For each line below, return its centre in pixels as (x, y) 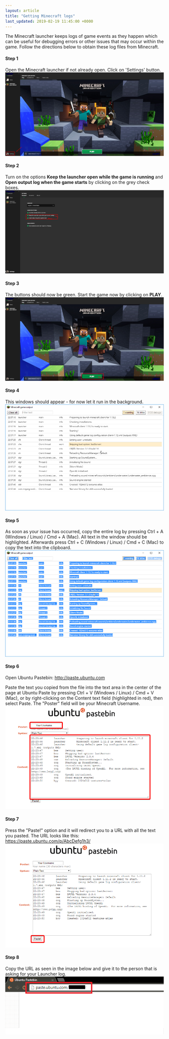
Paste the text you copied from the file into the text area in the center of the (83, 687)
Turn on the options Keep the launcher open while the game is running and (84, 177)
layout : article (22, 11)
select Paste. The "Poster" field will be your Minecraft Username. (73, 703)
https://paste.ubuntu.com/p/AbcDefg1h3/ (48, 841)
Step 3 (12, 283)
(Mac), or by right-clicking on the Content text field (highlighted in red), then (84, 698)
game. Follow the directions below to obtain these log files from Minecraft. (82, 47)
